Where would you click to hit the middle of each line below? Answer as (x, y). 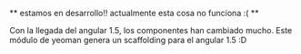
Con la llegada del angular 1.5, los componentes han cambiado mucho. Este (151, 30)
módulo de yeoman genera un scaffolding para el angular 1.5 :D (128, 40)
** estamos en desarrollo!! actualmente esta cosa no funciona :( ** (134, 13)
